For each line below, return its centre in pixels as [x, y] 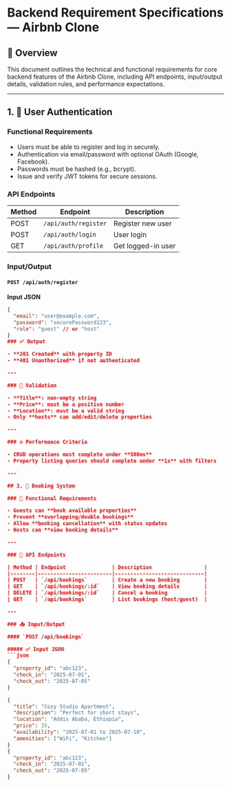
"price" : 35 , [32, 726]
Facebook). [33, 161]
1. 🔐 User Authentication [60, 112]
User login [130, 235]
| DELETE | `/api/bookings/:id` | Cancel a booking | [107, 593]
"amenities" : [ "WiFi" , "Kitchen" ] [63, 738]
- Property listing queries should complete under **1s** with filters [112, 461]
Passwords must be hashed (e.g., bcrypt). [76, 169]
